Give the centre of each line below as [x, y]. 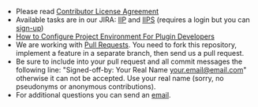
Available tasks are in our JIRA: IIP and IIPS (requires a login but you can [133, 20]
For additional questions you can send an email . [93, 95]
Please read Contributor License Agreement [87, 11]
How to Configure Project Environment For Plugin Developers [115, 36]
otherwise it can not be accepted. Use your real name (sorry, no [120, 78]
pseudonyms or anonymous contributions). [86, 87]
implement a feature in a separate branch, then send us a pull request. [130, 53]
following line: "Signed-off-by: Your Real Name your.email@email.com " [131, 70]
